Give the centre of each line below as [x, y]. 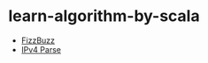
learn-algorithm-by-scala [104, 16]
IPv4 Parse [41, 49]
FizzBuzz [38, 40]
